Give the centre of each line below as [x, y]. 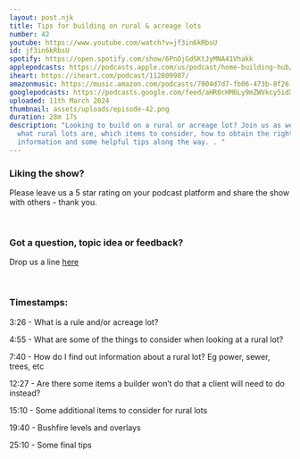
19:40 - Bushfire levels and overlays [75, 427]
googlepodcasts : [39, 92]
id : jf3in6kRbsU [39, 51]
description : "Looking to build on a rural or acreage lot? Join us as [145, 126]
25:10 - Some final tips [50, 445]
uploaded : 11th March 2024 [59, 100]
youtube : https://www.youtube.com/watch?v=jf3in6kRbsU [113, 42]
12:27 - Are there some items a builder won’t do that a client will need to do [147, 383]
